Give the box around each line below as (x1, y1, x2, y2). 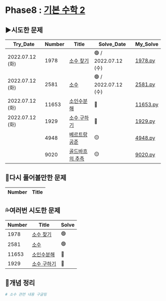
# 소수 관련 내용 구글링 (5, 292, 47, 297)
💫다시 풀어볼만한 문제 (5, 174, 67, 182)
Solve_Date (98, 41, 126, 48)
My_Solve (135, 41, 159, 48)
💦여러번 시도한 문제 (5, 206, 61, 215)
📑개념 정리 (5, 279, 36, 287)
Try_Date (13, 41, 35, 48)
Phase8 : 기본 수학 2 (5, 4, 85, 16)
